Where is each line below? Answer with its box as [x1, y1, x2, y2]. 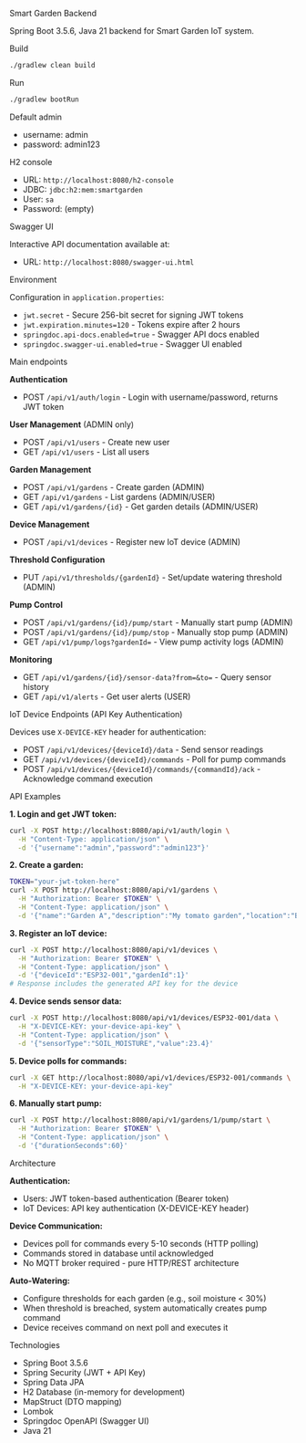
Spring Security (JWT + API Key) [22, 1366, 146, 1377]
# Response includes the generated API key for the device [9, 979, 239, 988]
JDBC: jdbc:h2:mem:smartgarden [22, 183, 143, 194]
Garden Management [9, 464, 92, 475]
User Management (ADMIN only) [9, 419, 135, 430]
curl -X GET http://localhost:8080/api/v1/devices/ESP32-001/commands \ [9, 1072, 291, 1082]
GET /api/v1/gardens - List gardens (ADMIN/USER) [22, 491, 216, 502]
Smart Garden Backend [9, 8, 97, 18]
